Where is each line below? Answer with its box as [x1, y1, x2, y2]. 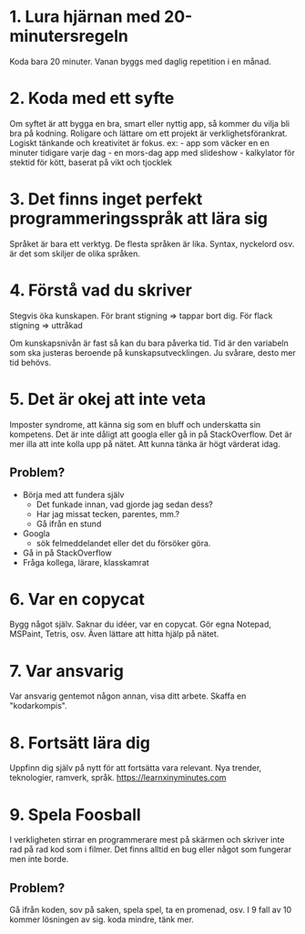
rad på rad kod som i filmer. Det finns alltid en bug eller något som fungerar [9, 844, 292, 855]
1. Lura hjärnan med [9, 6, 161, 27]
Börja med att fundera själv [22, 489, 125, 500]
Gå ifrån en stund [36, 518, 102, 529]
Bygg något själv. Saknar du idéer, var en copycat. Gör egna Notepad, [9, 618, 271, 630]
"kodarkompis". [9, 700, 67, 711]
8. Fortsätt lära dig [9, 732, 151, 753]
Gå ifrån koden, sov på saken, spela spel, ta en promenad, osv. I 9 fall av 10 [9, 905, 292, 916]
